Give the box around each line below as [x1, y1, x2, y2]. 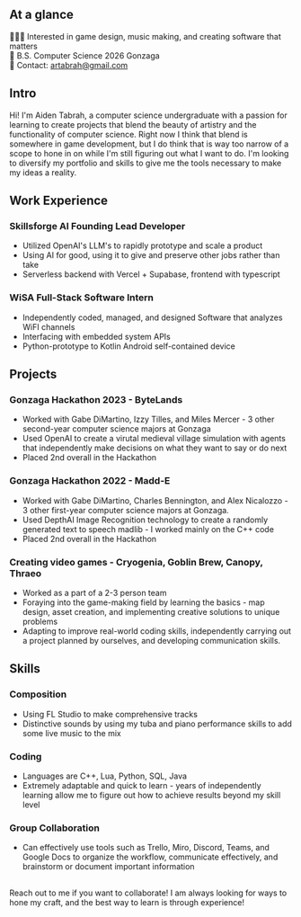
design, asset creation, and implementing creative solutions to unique [22, 606, 280, 617]
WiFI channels [22, 321, 75, 332]
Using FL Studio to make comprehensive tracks [22, 708, 198, 719]
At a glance [9, 7, 75, 22]
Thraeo [9, 566, 42, 579]
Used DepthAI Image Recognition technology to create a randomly [22, 514, 269, 525]
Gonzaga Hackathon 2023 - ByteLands [9, 393, 183, 405]
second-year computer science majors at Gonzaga [22, 423, 211, 434]
